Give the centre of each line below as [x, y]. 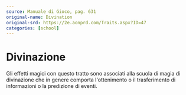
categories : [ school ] [33, 28]
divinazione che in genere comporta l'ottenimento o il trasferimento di [91, 80]
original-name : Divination [39, 17]
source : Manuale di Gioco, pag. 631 [51, 12]
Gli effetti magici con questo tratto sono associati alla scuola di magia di [93, 74]
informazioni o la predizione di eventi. [52, 86]
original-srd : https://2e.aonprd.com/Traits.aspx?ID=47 [76, 22]
